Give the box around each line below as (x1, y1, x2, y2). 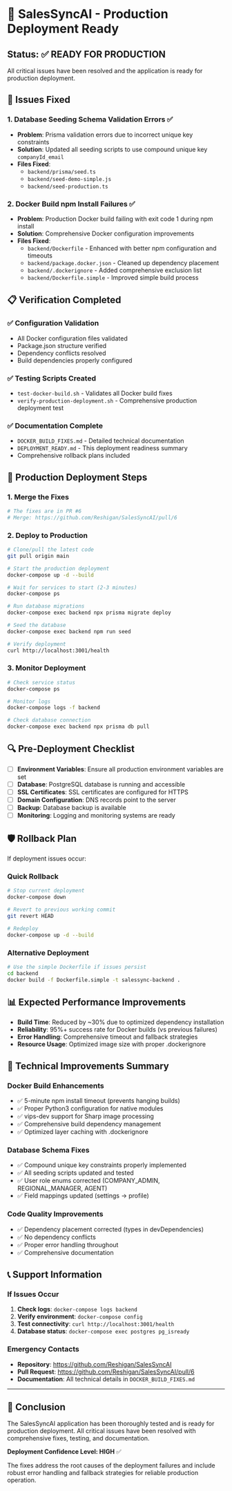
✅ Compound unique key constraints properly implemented (17, 1161, 186, 1169)
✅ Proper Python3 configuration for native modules (17, 1104, 164, 1113)
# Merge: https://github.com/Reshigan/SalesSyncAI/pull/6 (7, 514, 177, 521)
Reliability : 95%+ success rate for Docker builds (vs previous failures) (17, 1026, 217, 1034)
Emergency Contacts (7, 1345, 79, 1354)
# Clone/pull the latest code (7, 546, 95, 553)
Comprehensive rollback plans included (17, 452, 130, 460)
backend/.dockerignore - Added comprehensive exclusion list (27, 266, 202, 274)
